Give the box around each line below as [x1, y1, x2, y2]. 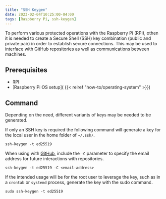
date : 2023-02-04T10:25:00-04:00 [5, 12, 74, 17]
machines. [5, 51, 26, 57]
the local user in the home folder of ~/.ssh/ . [5, 132, 95, 138]
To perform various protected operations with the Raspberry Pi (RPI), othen [5, 30, 159, 36]
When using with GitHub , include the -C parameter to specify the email [5, 150, 150, 156]
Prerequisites [5, 66, 48, 74]
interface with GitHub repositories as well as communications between [5, 46, 150, 52]
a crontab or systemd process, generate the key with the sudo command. [5, 180, 153, 185]
